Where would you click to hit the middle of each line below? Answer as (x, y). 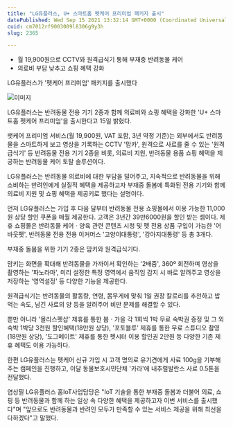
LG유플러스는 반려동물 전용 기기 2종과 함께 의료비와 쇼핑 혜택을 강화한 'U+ (108, 112)
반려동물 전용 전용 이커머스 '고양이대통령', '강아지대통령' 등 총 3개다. (121, 234)
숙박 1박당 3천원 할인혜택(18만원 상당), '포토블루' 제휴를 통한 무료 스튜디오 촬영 (113, 328)
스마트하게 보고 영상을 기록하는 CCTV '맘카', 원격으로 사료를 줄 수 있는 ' (116, 144)
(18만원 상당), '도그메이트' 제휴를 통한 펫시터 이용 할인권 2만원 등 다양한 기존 (110, 337)
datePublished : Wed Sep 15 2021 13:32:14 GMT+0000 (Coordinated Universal (118, 20)
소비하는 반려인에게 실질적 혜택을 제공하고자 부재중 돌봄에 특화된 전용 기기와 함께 (116, 185)
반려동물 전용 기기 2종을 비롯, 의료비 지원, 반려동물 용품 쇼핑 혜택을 (125, 153)
